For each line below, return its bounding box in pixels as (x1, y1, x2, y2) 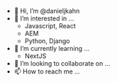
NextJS (24, 52, 47, 60)
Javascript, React (24, 22, 76, 30)
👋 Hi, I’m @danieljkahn (13, 7, 80, 15)
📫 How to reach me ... (13, 67, 80, 76)
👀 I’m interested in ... (13, 14, 74, 23)
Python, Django (24, 37, 70, 45)
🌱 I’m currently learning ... (13, 45, 90, 52)
